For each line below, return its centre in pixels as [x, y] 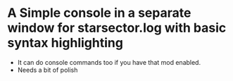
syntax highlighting [65, 43]
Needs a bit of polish [48, 70]
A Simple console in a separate [99, 13]
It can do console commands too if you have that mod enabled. [109, 62]
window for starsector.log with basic [117, 28]
